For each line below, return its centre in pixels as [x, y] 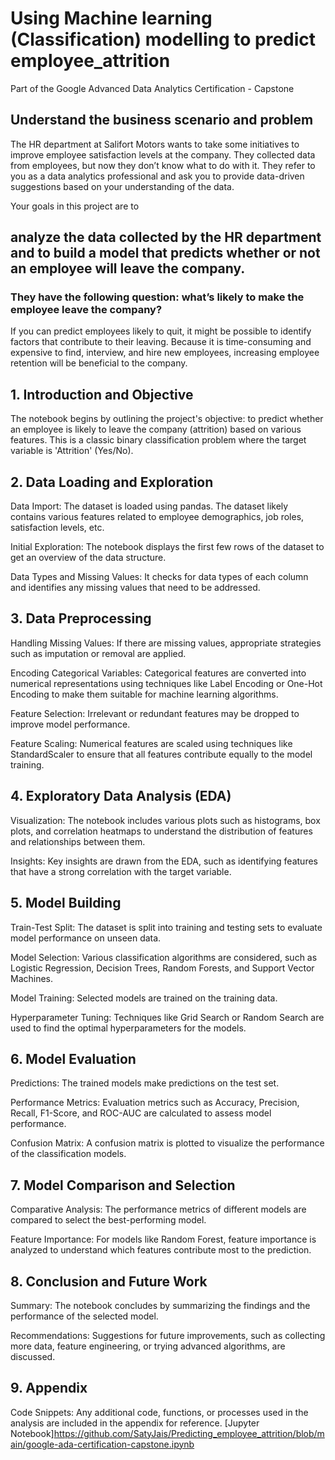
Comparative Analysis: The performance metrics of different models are [158, 1209]
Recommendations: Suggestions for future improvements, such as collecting [168, 1335]
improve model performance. [70, 724]
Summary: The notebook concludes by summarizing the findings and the [160, 1305]
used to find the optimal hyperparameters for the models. [128, 1028]
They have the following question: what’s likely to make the [157, 297]
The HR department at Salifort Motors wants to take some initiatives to [155, 144]
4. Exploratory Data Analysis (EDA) [121, 796]
